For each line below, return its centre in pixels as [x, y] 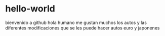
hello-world [30, 9]
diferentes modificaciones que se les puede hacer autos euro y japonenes [82, 27]
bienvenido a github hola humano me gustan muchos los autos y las [76, 22]
